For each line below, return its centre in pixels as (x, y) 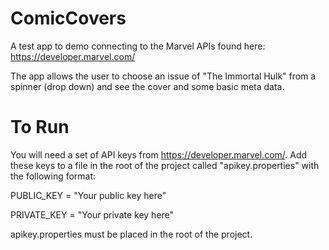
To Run (40, 127)
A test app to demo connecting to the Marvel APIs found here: (138, 46)
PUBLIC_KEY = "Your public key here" (88, 195)
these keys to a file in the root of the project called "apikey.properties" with (165, 165)
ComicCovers (68, 18)
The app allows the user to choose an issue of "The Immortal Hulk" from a (163, 76)
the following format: (53, 176)
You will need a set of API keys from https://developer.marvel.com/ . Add (159, 154)
